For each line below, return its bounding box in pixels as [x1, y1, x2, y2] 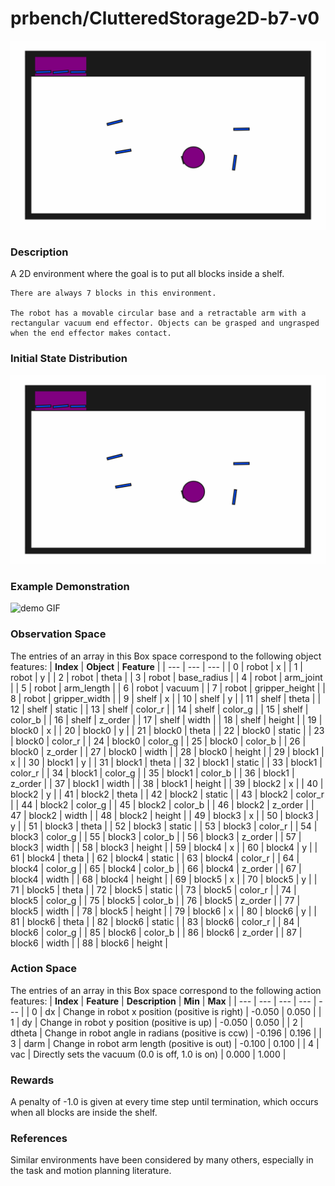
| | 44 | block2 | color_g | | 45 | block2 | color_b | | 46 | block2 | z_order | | [10, 798, 315, 811]
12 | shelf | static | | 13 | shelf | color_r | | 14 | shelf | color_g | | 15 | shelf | [10, 703, 309, 715]
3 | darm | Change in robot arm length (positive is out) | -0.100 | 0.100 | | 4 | [10, 1037, 320, 1049]
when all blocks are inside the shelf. [10, 1107, 158, 1119]
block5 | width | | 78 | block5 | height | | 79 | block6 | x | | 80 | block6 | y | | [10, 905, 318, 917]
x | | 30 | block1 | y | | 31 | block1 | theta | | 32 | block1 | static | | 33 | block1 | [10, 756, 323, 768]
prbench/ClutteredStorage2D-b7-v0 [10, 7, 320, 30]
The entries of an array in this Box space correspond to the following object [10, 650, 322, 662]
